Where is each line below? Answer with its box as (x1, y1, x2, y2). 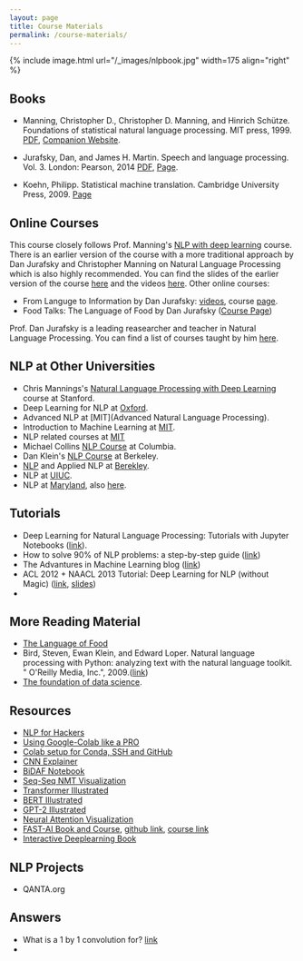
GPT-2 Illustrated (22, 805, 86, 816)
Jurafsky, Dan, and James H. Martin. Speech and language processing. (22, 152, 289, 163)
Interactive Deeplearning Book (22, 833, 137, 845)
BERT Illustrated (22, 795, 83, 806)
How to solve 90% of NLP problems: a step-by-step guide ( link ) (22, 549, 261, 560)
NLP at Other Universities (9, 359, 156, 374)
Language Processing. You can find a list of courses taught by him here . (9, 332, 279, 343)
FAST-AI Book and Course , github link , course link (22, 824, 210, 835)
